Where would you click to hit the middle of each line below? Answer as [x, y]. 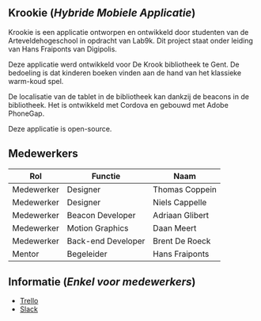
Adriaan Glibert [181, 215]
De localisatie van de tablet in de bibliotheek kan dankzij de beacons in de [129, 96]
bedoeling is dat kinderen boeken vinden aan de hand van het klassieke [125, 73]
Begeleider [87, 254]
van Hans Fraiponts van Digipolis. [62, 49]
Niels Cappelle [180, 202]
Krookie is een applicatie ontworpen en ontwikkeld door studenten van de [129, 32]
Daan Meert [175, 227]
